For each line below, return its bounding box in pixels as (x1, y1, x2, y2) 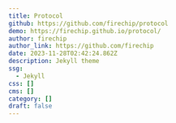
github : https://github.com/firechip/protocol (8, 19, 169, 28)
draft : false (8, 102, 53, 110)
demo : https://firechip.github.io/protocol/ (8, 27, 161, 35)
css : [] (8, 79, 35, 87)
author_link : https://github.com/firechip (8, 42, 154, 50)
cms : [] (8, 87, 35, 95)
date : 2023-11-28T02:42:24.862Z (8, 49, 118, 57)
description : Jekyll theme (8, 57, 100, 66)
